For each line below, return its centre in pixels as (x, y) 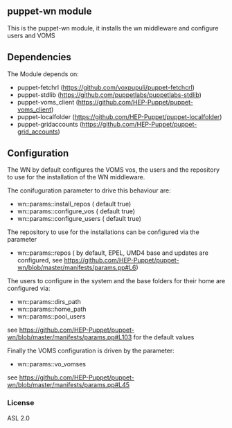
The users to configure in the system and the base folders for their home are (116, 281)
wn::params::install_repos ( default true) (74, 204)
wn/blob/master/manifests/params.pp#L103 (70, 337)
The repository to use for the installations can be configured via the (103, 232)
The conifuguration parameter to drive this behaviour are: (89, 190)
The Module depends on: (43, 74)
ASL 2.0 (18, 418)
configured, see (40, 260)
